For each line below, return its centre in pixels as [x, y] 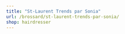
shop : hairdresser [28, 22]
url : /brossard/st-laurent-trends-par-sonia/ [62, 17]
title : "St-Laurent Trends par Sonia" [53, 11]
